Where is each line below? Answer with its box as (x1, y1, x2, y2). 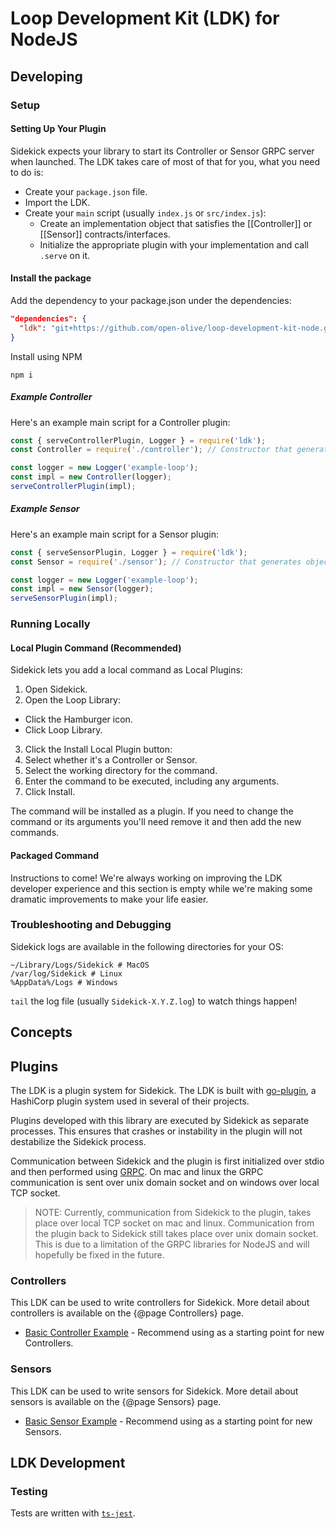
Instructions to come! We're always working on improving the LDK (10, 872, 283, 884)
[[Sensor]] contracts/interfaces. (39, 228, 171, 240)
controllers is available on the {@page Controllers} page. (10, 1307, 245, 1319)
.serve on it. (39, 249, 91, 261)
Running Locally (10, 617, 91, 631)
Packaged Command (10, 849, 99, 861)
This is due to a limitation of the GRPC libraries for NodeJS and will (34, 1238, 310, 1251)
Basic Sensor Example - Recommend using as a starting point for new (24, 1415, 313, 1427)
